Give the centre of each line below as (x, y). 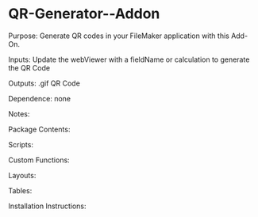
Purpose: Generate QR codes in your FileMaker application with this (119, 36)
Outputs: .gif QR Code (44, 83)
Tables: (20, 190)
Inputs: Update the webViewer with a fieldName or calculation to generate (129, 59)
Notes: (19, 114)
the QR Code (29, 67)
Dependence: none (40, 98)
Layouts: (22, 175)
